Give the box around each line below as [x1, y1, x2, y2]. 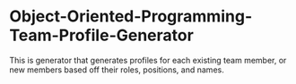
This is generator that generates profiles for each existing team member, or [9, 55, 287, 65]
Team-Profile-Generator [9, 25, 195, 46]
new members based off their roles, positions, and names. [9, 64, 224, 75]
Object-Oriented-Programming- [9, 6, 253, 27]
